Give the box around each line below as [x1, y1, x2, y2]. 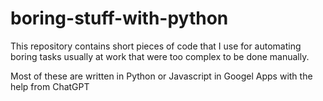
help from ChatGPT [10, 80, 90, 92]
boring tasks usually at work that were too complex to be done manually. [10, 50, 310, 62]
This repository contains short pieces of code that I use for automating [10, 40, 302, 52]
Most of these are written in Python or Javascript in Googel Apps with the [10, 70, 313, 82]
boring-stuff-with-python [10, 7, 229, 30]
